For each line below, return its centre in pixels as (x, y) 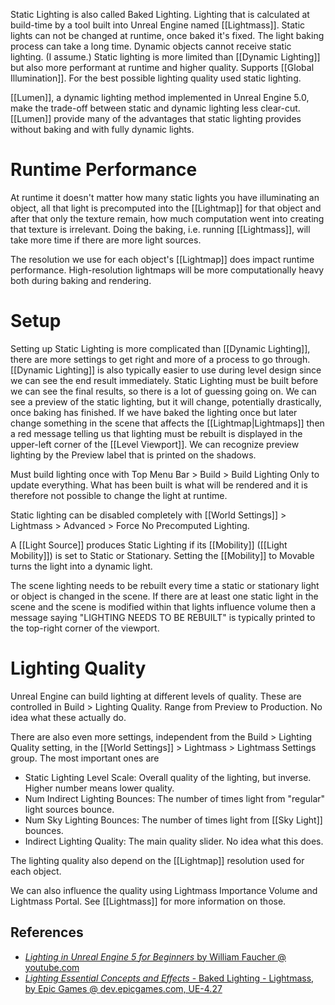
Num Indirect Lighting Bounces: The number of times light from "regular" (175, 798)
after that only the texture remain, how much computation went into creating (167, 218)
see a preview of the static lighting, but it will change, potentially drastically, (166, 401)
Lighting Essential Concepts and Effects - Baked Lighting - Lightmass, (169, 978)
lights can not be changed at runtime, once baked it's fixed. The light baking (167, 35)
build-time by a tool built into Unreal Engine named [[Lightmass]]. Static (158, 25)
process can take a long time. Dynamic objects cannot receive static (151, 46)
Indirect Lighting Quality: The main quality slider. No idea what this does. (174, 841)
